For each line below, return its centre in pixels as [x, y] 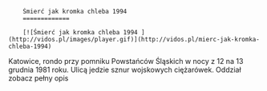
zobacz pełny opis [38, 78]
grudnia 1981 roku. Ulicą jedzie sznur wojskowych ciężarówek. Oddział [125, 69]
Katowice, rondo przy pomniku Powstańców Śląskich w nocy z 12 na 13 [126, 61]
